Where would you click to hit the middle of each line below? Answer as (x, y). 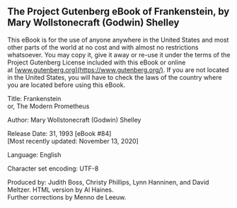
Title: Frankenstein (34, 98)
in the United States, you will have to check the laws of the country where (115, 77)
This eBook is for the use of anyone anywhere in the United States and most (118, 40)
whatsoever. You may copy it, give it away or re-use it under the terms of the (119, 54)
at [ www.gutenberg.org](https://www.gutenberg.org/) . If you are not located (118, 69)
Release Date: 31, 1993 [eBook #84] (59, 133)
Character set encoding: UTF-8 (53, 168)
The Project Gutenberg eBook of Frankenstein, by (118, 12)
